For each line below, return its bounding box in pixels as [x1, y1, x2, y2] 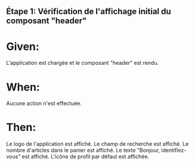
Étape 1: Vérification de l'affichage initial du [6, 7, 171, 17]
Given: [6, 40, 40, 53]
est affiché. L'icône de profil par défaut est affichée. [21, 153, 150, 160]
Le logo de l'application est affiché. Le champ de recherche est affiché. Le [6, 140, 189, 148]
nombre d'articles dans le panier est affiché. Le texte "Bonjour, [6, 147, 160, 154]
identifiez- [160, 147, 187, 154]
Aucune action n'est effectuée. [6, 100, 82, 107]
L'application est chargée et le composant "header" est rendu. [6, 59, 159, 67]
